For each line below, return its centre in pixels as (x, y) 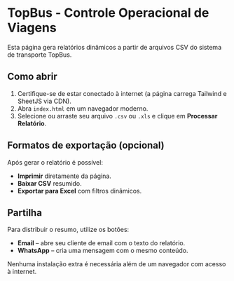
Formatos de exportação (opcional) (86, 145)
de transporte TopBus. (40, 55)
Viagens (32, 28)
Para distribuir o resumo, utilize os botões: (68, 230)
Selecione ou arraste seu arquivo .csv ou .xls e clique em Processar (117, 116)
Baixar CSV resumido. (49, 183)
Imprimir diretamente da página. (64, 176)
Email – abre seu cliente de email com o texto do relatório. (101, 243)
